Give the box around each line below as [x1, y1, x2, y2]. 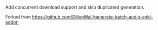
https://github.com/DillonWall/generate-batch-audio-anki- [32, 14, 153, 19]
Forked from [5, 14, 31, 19]
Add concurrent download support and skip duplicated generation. [5, 4, 145, 10]
